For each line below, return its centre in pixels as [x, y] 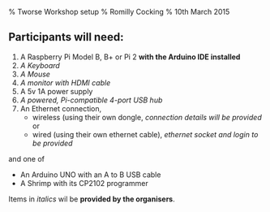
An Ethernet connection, [61, 108]
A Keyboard [40, 65]
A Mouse [35, 74]
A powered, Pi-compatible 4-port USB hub [91, 100]
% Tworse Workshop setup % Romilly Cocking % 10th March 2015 [119, 12]
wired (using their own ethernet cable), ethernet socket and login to [145, 134]
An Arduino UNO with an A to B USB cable [90, 175]
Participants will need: [66, 37]
